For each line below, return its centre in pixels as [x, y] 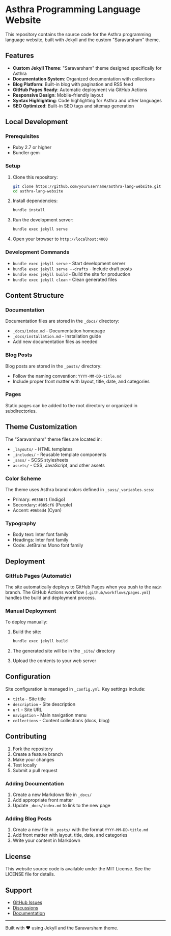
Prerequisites [22, 136]
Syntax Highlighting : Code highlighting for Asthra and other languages [87, 100]
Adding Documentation [35, 783]
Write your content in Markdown [46, 840]
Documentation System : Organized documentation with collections [84, 79]
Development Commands [37, 252]
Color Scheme [23, 478]
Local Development [37, 122]
